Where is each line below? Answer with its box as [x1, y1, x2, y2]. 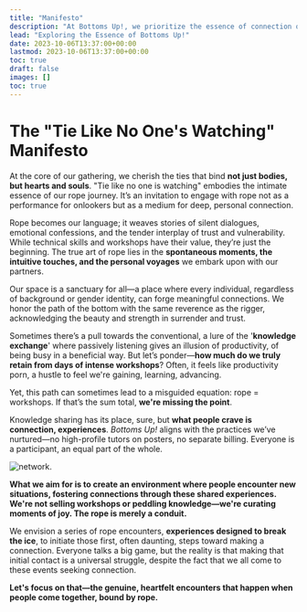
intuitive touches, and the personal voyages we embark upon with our [9, 256, 279, 267]
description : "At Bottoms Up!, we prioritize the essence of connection [9, 22, 292, 31]
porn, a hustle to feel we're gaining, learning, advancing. [9, 369, 222, 380]
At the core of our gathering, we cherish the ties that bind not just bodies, [9, 170, 288, 181]
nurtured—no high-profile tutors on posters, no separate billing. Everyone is [9, 433, 295, 444]
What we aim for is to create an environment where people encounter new [9, 479, 297, 490]
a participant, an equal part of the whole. [9, 443, 163, 454]
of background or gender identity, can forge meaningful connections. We [9, 293, 285, 304]
